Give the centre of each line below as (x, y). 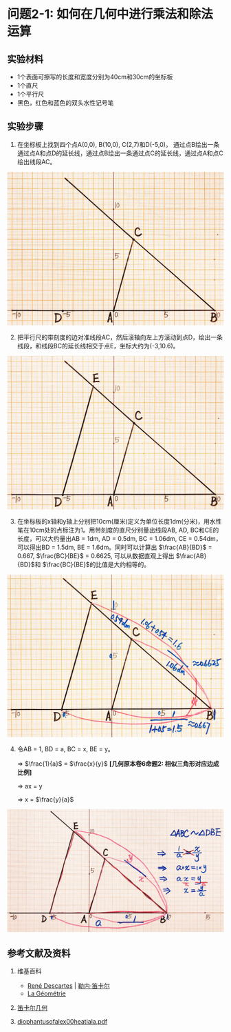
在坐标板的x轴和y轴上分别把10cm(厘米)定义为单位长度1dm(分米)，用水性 (119, 521)
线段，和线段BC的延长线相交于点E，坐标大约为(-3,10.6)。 (98, 346)
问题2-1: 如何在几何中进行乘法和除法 (110, 14)
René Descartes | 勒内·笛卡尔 (68, 986)
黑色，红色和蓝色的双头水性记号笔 (65, 103)
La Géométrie (47, 993)
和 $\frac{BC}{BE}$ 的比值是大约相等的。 (92, 564)
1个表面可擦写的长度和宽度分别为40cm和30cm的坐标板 (95, 77)
